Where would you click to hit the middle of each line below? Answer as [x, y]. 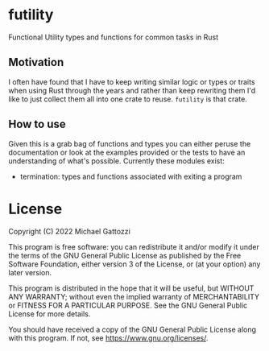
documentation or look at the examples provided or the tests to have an [127, 152]
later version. [30, 272]
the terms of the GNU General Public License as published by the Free [125, 255]
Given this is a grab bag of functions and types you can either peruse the [130, 143]
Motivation [36, 62]
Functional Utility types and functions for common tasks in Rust [114, 37]
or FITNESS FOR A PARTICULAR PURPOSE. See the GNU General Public [128, 305]
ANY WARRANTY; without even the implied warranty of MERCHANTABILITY [134, 296]
